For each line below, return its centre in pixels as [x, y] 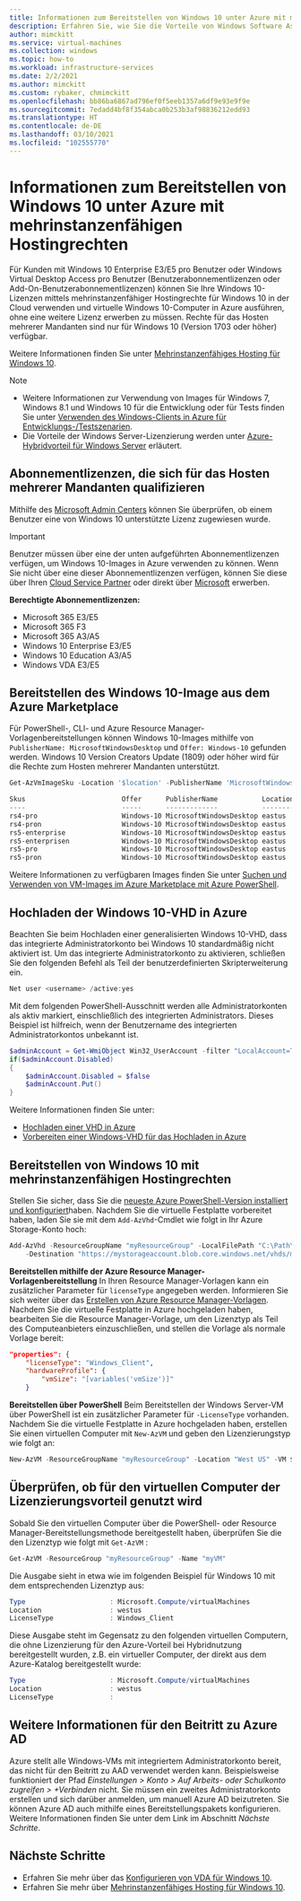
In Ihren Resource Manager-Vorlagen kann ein [184, 1281]
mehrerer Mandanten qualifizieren [107, 488]
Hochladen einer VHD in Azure [79, 1127]
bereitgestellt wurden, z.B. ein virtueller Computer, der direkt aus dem [138, 1655]
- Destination [50, 1254]
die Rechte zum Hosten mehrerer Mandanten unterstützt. [115, 767]
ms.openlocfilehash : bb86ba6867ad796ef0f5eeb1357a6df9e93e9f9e [130, 101]
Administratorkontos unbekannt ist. [74, 1034]
